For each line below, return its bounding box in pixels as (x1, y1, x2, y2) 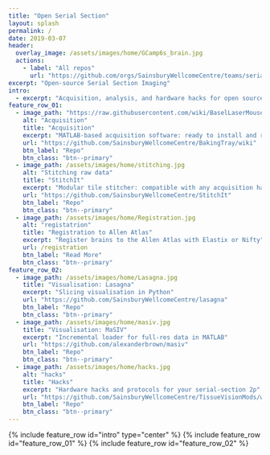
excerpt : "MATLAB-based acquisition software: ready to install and (22, 131, 257, 139)
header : (8, 42, 35, 50)
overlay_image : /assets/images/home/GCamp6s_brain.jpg (15, 49, 203, 57)
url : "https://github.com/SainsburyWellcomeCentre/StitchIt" (22, 191, 231, 199)
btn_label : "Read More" (22, 251, 103, 259)
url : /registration (22, 244, 88, 252)
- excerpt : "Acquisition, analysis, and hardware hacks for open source (15, 94, 264, 102)
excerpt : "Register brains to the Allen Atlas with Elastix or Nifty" (22, 236, 264, 244)
